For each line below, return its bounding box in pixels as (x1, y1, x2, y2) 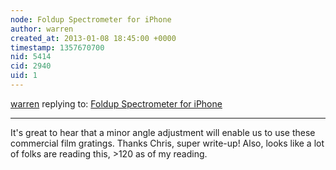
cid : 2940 (10, 61, 52, 71)
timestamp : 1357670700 (10, 42, 105, 53)
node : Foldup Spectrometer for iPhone (10, 14, 172, 25)
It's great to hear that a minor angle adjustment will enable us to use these (10, 126, 316, 138)
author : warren (10, 24, 74, 34)
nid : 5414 (10, 52, 52, 62)
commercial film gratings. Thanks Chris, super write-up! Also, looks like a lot (10, 137, 325, 149)
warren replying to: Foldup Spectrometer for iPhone (10, 97, 223, 110)
